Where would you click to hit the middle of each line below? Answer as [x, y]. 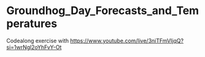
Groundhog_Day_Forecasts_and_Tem [103, 11]
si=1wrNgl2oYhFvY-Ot [34, 47]
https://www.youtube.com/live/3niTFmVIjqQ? [127, 40]
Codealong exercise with [38, 40]
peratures [32, 24]
